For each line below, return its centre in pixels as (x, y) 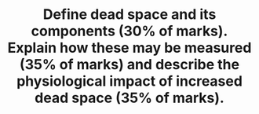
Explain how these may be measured (129, 48)
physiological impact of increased (129, 81)
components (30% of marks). (129, 31)
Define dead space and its (129, 15)
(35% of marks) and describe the (129, 65)
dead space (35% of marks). (129, 98)
